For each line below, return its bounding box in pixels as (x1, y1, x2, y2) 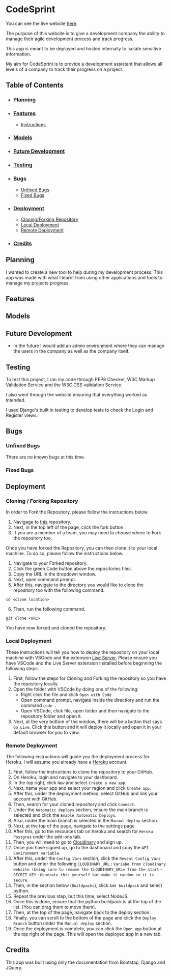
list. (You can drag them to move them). (13, 904, 96, 910)
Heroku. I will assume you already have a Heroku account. (6, 759, 128, 765)
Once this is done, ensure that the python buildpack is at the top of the (13, 898, 162, 904)
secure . (13, 877, 28, 883)
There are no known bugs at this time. (6, 454, 85, 460)
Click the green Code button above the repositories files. (13, 566, 132, 572)
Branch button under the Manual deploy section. (13, 920, 112, 926)
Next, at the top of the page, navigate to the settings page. (13, 823, 136, 829)
